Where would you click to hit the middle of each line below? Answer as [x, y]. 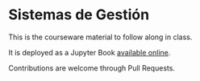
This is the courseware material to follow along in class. [100, 37]
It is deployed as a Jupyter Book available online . [90, 52]
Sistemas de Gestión [79, 15]
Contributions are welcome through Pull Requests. [92, 68]
